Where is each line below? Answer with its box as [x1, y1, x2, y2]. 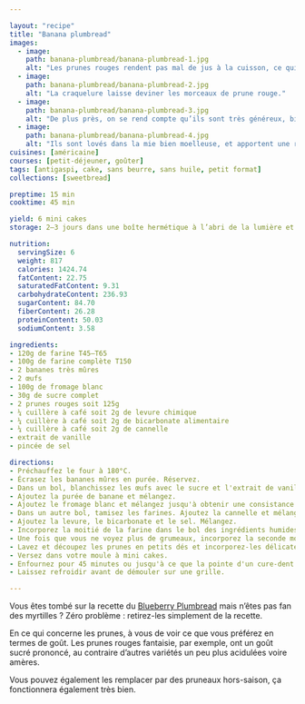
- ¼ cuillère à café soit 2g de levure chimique [9, 408, 197, 417]
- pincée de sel [9, 441, 71, 451]
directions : [9, 458, 54, 467]
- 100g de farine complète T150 [9, 357, 132, 366]
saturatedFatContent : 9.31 [17, 282, 120, 291]
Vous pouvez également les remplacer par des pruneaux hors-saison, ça [9, 674, 282, 686]
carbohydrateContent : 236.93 [17, 290, 128, 300]
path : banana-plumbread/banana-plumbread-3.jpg [25, 105, 209, 114]
